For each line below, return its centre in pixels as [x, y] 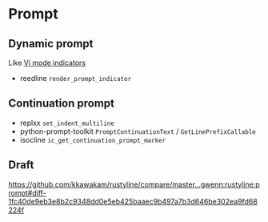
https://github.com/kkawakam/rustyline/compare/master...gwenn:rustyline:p [134, 184]
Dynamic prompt [51, 44]
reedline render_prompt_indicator [76, 78]
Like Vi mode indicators [47, 63]
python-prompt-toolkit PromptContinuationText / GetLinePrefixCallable [138, 131]
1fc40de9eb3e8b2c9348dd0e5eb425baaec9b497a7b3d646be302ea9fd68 [133, 201]
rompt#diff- [27, 192]
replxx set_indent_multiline [67, 123]
